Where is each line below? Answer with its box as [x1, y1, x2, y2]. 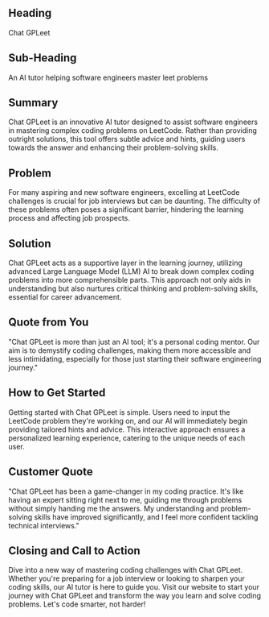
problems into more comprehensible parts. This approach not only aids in [8, 275, 251, 285]
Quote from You [8, 316, 89, 329]
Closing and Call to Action [8, 544, 141, 557]
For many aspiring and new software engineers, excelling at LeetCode [8, 188, 240, 197]
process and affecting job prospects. [8, 213, 131, 223]
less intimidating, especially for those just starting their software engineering [8, 354, 262, 363]
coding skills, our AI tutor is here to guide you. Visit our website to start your [8, 582, 259, 592]
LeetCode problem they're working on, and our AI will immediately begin [8, 416, 248, 425]
